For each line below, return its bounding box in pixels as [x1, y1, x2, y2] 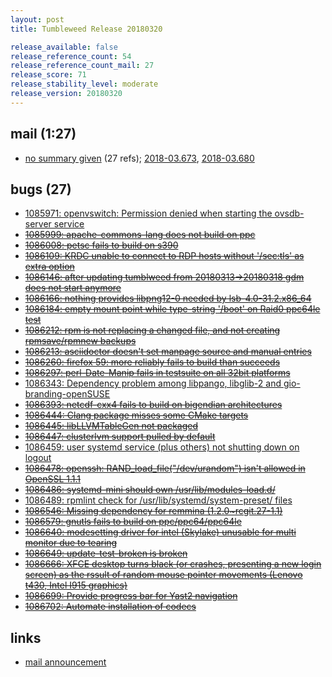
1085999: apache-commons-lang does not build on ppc [24, 229, 256, 241]
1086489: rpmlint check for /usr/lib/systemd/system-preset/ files [24, 494, 293, 506]
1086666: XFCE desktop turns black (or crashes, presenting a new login [24, 558, 322, 570]
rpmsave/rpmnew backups [24, 335, 137, 347]
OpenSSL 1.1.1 [24, 473, 82, 485]
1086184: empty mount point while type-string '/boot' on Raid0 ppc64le [24, 303, 321, 315]
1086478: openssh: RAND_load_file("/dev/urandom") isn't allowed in [24, 462, 306, 475]
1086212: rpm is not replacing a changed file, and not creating [24, 324, 281, 336]
